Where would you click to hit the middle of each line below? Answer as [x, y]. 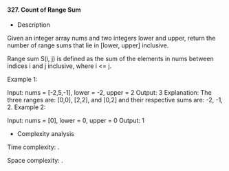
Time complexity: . [33, 147]
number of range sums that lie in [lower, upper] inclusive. [88, 45]
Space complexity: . [35, 161]
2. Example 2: [26, 107]
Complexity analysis [45, 134]
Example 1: [22, 80]
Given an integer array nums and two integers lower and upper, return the [111, 38]
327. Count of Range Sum [44, 10]
